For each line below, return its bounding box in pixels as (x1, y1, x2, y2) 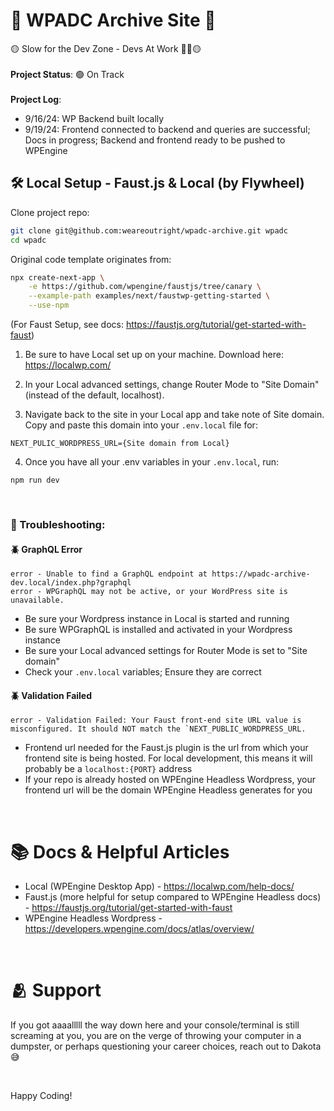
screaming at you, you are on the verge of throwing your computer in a (10, 1030, 302, 1042)
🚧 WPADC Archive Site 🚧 (10, 9, 217, 32)
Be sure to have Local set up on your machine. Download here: (24, 349, 284, 360)
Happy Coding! (10, 1090, 73, 1102)
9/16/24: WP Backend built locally (24, 112, 165, 124)
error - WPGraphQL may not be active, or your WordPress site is (10, 587, 288, 597)
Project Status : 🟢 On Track (10, 68, 125, 80)
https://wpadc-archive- (211, 569, 311, 579)
